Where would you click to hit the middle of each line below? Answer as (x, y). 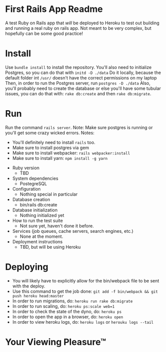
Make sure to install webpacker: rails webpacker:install (71, 153)
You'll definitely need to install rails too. (54, 142)
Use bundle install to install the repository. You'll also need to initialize (78, 67)
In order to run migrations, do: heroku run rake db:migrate (73, 301)
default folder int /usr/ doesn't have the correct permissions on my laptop (81, 77)
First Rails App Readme (54, 9)
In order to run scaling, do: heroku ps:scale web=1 (63, 306)
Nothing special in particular (49, 194)
